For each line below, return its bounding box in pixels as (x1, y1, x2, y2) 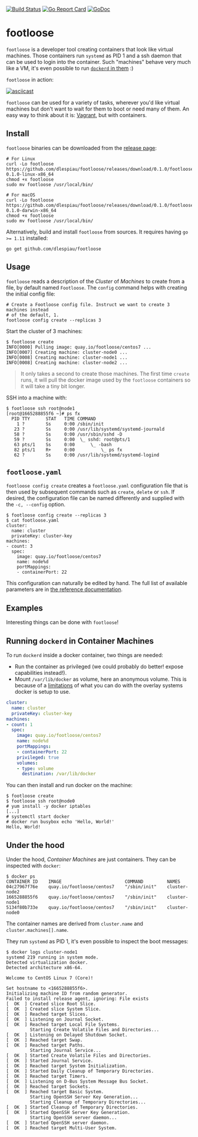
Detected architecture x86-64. (6, 965, 83, 971)
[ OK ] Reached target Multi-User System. (6, 1125, 117, 1131)
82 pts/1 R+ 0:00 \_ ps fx (14, 447, 123, 453)
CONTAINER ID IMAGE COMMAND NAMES (6, 879, 181, 885)
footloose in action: (6, 76, 54, 83)
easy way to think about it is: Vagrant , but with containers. (6, 111, 147, 118)
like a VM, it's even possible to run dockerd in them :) (6, 64, 134, 72)
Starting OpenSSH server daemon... (29, 1115, 117, 1121)
